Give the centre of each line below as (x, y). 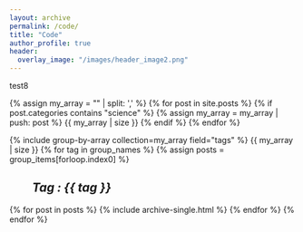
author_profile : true (50, 43)
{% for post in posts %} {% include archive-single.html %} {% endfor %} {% (152, 209)
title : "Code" (36, 34)
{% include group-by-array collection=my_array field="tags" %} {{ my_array (151, 140)
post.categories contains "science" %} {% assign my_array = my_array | (144, 113)
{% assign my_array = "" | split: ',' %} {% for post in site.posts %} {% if (141, 103)
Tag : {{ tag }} (72, 188)
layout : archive (40, 18)
